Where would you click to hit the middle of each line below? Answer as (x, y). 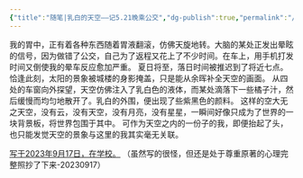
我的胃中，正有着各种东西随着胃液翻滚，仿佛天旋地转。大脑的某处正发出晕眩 (151, 44)
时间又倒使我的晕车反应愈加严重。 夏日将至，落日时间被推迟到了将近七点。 (149, 67)
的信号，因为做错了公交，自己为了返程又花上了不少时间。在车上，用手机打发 (151, 56)
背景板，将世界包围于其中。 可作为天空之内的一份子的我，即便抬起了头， (152, 123)
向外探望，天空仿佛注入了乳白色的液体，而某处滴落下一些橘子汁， (163, 89)
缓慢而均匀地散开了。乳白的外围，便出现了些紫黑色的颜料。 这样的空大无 (152, 101)
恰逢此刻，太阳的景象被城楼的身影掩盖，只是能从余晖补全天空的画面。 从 (145, 78)
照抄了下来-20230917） (61, 165)
